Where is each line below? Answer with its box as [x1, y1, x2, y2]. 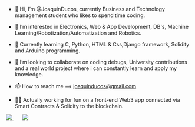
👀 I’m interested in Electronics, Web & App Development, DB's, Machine [14, 24, 189, 30]
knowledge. [14, 71, 44, 78]
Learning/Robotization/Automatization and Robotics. [14, 29, 142, 36]
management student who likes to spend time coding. [14, 12, 146, 19]
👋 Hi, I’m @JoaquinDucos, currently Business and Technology [14, 6, 165, 12]
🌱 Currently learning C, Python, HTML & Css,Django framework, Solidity [14, 41, 190, 48]
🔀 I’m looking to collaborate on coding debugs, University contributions [14, 59, 187, 65]
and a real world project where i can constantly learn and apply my [14, 65, 177, 72]
